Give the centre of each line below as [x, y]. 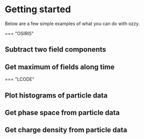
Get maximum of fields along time [60, 67]
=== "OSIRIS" [19, 33]
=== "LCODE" [19, 79]
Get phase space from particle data [62, 113]
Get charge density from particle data [66, 130]
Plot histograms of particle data [56, 95]
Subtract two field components [55, 50]
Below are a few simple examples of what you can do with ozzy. [72, 24]
